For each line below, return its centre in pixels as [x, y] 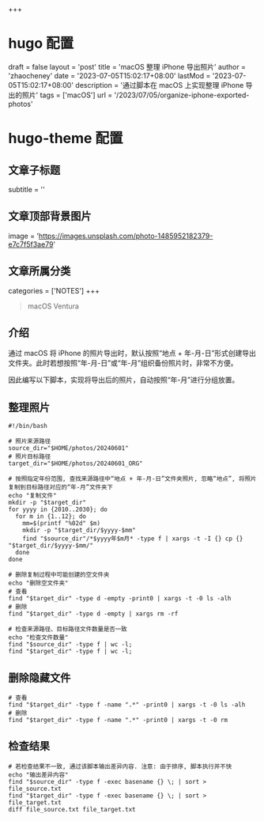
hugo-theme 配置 [66, 138]
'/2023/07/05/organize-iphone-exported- [182, 95]
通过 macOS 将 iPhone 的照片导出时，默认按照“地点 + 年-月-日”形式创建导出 [132, 354]
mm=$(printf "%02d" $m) [62, 524]
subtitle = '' [26, 189]
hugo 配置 [41, 44]
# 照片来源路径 [30, 441]
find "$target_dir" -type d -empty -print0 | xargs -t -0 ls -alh [120, 599]
